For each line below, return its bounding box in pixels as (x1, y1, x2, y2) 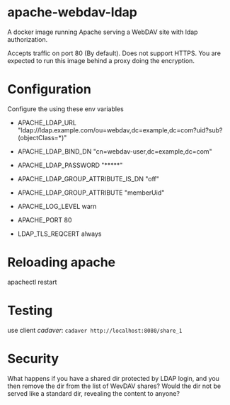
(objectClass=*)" (17, 133, 67, 142)
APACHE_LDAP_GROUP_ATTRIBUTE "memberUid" (17, 188, 165, 197)
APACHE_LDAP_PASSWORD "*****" (17, 161, 123, 169)
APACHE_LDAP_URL (17, 118, 76, 127)
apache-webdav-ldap (7, 4, 138, 21)
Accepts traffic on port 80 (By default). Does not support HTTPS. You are (7, 49, 222, 57)
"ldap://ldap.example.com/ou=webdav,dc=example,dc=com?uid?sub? (17, 125, 223, 135)
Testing (7, 302, 53, 319)
